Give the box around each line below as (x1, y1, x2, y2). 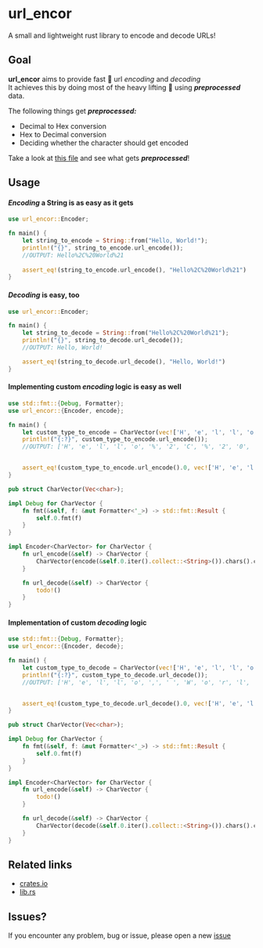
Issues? (8, 910, 47, 923)
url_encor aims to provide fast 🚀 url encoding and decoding (8, 74, 201, 83)
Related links (8, 858, 73, 871)
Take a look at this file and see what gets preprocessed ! (8, 153, 190, 162)
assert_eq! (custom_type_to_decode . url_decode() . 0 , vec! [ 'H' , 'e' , (22, 699, 243, 707)
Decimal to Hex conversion (19, 121, 107, 130)
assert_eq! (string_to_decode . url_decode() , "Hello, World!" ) (22, 358, 225, 366)
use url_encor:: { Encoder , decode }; (8, 643, 124, 651)
